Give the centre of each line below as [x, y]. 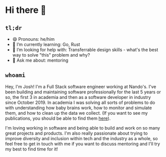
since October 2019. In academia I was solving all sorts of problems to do [80, 102]
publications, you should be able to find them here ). [58, 118]
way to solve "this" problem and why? [51, 55]
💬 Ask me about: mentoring [40, 60]
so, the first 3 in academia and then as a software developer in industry [78, 97]
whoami [15, 75]
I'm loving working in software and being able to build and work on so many [83, 128]
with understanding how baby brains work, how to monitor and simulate [79, 108]
